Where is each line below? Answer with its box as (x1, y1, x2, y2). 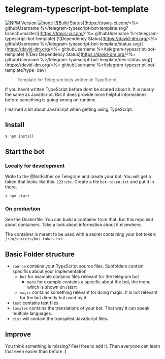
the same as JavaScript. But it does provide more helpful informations (5, 91, 147, 97)
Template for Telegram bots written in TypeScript (17, 77, 117, 83)
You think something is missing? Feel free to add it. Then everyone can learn (5, 343, 161, 349)
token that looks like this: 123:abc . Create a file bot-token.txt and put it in (5, 179, 154, 185)
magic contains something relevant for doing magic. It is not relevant (19, 289, 158, 295)
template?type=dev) (5, 67, 46, 73)
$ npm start (5, 194, 30, 199)
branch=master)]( (5, 30, 41, 36)
